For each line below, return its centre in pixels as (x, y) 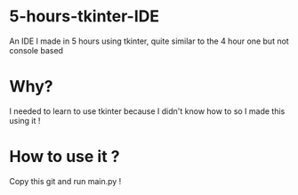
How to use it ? (64, 157)
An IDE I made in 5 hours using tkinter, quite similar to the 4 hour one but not (149, 41)
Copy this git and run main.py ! (65, 181)
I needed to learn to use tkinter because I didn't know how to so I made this (147, 111)
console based (36, 50)
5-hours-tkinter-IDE (85, 16)
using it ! (25, 120)
